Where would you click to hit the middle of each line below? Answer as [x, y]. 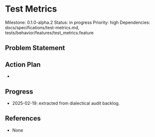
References [23, 118]
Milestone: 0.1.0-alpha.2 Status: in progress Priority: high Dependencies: [77, 22]
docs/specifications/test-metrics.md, [42, 27]
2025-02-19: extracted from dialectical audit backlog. [66, 103]
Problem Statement [35, 48]
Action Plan [23, 64]
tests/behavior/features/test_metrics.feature [49, 33]
